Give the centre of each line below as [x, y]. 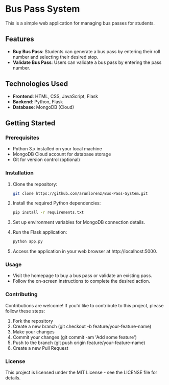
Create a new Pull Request [41, 348]
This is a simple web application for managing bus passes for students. [80, 23]
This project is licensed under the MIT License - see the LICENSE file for [81, 372]
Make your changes [33, 332]
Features [20, 39]
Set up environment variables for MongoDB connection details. [79, 222]
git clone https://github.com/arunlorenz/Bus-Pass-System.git [80, 193]
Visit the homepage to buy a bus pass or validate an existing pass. [82, 276]
